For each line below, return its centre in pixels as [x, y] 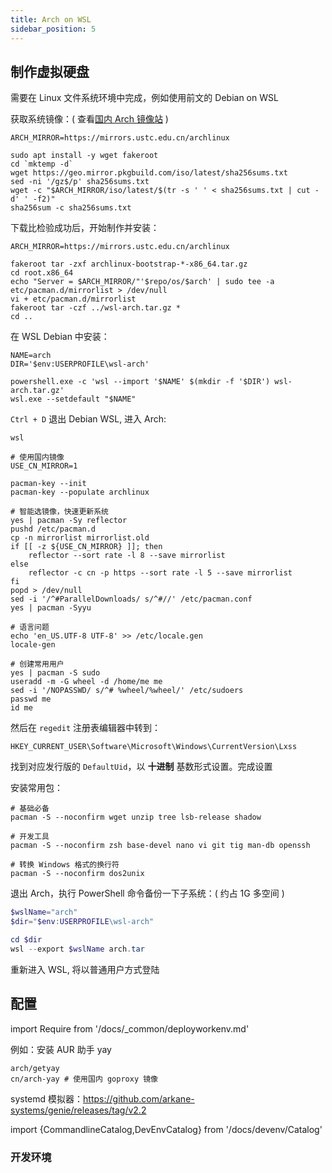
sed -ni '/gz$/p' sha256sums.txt [80, 182]
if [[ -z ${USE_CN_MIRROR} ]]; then [86, 547]
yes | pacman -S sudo [55, 673]
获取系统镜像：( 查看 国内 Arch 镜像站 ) [89, 119]
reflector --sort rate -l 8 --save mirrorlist [127, 556]
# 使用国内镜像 [37, 457]
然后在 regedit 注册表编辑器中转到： [85, 728]
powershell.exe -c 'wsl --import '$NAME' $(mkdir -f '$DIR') [140, 382]
